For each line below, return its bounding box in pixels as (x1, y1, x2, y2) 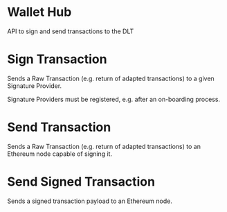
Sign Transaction (7, 51, 107, 67)
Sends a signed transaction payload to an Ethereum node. (7, 197, 173, 205)
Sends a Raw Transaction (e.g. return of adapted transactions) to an (7, 142, 201, 150)
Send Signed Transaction (7, 174, 156, 189)
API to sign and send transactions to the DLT (7, 27, 134, 35)
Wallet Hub (7, 4, 72, 20)
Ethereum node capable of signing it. (7, 150, 113, 158)
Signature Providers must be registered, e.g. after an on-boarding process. (7, 95, 220, 103)
